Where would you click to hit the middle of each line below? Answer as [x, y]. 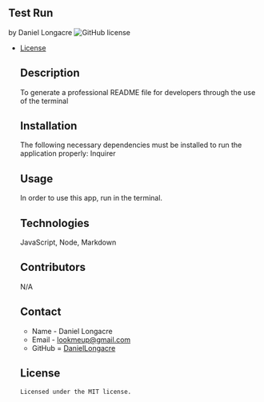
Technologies [54, 223]
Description [50, 73]
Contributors [53, 267]
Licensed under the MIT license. [76, 392]
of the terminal [44, 101]
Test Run [31, 13]
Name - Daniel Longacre [72, 331]
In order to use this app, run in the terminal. [91, 198]
